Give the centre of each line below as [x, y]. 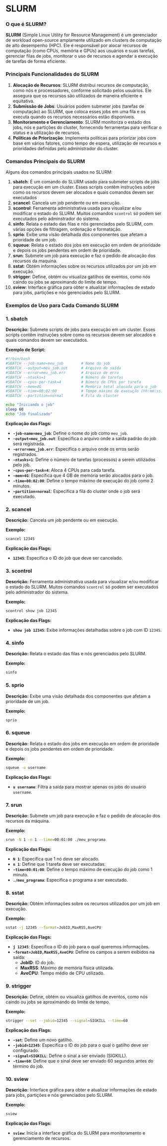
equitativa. [24, 101]
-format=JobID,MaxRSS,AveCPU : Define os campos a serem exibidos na [84, 952]
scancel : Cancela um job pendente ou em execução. [67, 203]
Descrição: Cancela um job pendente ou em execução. [62, 520]
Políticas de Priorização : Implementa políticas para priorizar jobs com [84, 138]
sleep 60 [15, 410]
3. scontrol [19, 571]
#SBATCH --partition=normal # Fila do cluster [62, 396]
